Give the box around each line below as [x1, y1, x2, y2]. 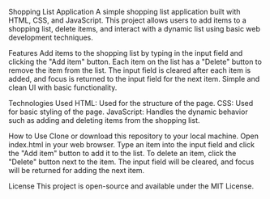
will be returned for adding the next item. [8, 166, 145, 175]
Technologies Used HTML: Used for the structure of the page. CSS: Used [8, 99, 254, 108]
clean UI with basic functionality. [8, 83, 118, 92]
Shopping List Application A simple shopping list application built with [8, 7, 241, 16]
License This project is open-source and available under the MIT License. [8, 181, 254, 191]
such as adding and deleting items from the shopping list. [8, 116, 200, 125]
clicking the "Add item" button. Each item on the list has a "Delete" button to [8, 57, 262, 66]
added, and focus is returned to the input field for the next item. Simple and [8, 74, 260, 83]
